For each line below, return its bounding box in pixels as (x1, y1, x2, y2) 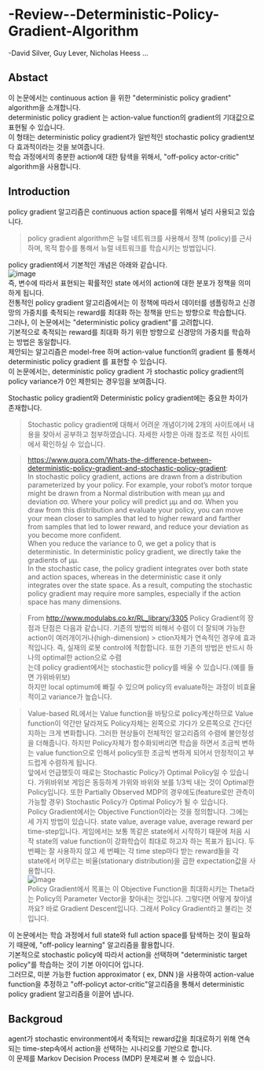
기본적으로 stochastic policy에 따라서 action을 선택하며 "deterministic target (8, 950, 247, 959)
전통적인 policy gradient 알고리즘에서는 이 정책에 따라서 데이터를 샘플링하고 (8, 297, 241, 307)
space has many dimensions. (27, 597, 122, 606)
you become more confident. (27, 530, 122, 539)
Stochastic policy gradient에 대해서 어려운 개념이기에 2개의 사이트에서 (27, 419, 246, 429)
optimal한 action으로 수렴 (42, 653, 122, 662)
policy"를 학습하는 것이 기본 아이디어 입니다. (8, 959, 144, 969)
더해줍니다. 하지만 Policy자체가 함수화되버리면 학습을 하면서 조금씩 (35, 737, 240, 748)
